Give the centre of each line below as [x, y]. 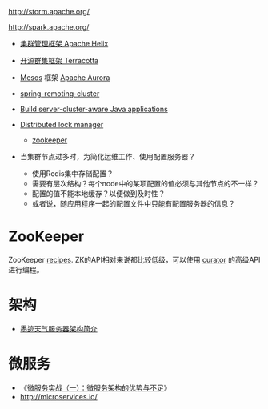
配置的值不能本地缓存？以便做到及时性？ [98, 194]
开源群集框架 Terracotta [59, 60]
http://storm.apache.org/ [49, 12]
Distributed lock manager [62, 124]
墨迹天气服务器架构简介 [58, 328]
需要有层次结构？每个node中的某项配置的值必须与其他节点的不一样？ [145, 184]
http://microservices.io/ [58, 396]
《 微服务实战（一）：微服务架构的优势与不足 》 [95, 387]
